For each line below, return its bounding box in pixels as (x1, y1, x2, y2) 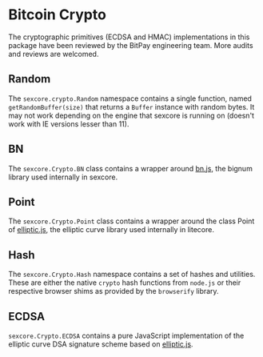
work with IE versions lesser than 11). (8, 118, 130, 129)
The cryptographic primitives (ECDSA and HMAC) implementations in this (8, 32, 250, 42)
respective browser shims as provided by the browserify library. (8, 287, 219, 296)
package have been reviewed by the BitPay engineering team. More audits (8, 40, 253, 50)
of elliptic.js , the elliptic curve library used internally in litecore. (8, 225, 214, 235)
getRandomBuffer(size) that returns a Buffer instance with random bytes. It (8, 102, 255, 111)
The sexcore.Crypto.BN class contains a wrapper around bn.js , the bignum (8, 163, 253, 173)
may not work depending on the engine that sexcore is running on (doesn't (8, 110, 254, 120)
